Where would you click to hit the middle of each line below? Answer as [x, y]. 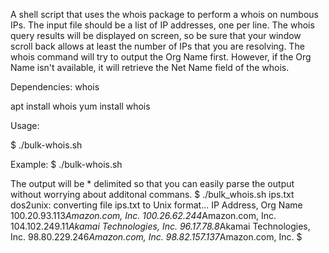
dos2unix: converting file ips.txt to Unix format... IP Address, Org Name [156, 205]
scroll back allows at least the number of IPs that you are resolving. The [157, 46]
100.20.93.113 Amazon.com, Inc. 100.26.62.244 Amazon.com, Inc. [143, 215]
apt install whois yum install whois [80, 106]
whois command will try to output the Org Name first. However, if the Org [161, 57]
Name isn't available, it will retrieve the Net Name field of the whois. [150, 67]
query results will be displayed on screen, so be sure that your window [156, 35]
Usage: [25, 125]
